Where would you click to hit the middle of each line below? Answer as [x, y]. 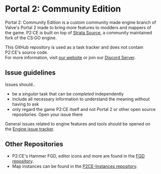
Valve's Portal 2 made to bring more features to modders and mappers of [78, 27]
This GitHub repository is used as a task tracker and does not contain [74, 47]
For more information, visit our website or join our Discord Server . [70, 57]
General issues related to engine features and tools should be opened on [78, 124]
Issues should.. [20, 84]
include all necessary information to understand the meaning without [81, 99]
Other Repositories [34, 144]
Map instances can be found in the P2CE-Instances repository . [75, 166]
